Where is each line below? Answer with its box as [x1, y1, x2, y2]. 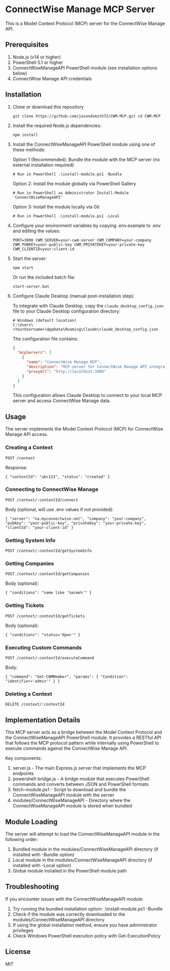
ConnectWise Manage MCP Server [5, 4, 155, 15]
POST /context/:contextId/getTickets [5, 613, 85, 619]
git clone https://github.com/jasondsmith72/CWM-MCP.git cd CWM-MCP [12, 113, 161, 119]
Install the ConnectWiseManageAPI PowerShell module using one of [12, 141, 156, 147]
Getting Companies [5, 560, 54, 567]
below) [12, 70, 27, 76]
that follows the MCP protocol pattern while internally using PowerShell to [5, 740, 159, 746]
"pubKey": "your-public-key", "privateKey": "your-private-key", [5, 520, 146, 526]
